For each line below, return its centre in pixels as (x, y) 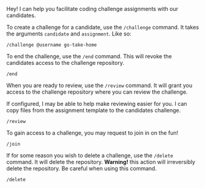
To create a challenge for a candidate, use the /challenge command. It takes (103, 27)
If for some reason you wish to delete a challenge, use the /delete (90, 155)
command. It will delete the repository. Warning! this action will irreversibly (101, 162)
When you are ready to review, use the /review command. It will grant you (99, 85)
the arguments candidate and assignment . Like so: (69, 34)
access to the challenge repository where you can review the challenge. (97, 92)
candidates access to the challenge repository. (65, 63)
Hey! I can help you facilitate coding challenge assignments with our (92, 9)
